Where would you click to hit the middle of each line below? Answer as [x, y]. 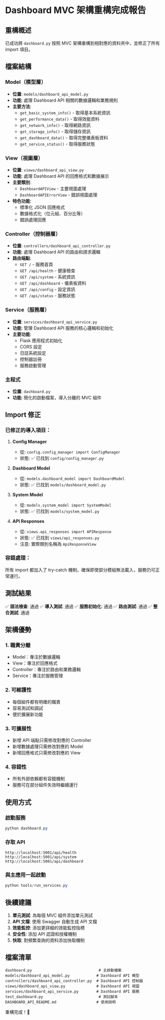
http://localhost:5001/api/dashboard [44, 862]
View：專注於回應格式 [35, 663]
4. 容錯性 [16, 767]
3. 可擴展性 [18, 728]
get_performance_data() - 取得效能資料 [60, 119]
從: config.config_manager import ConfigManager [70, 452]
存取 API [15, 842]
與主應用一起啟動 [26, 875]
